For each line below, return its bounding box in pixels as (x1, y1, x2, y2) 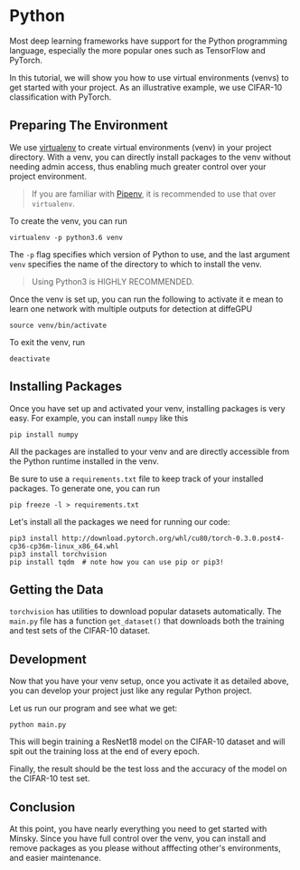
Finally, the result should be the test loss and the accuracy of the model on (9, 763, 287, 775)
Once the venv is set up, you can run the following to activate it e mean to (9, 294, 284, 304)
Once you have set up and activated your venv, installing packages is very (9, 402, 286, 413)
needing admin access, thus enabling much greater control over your (9, 160, 267, 172)
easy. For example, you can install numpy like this (9, 412, 189, 423)
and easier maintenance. (9, 853, 101, 863)
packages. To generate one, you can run (9, 482, 161, 494)
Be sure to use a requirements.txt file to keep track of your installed (9, 473, 264, 484)
